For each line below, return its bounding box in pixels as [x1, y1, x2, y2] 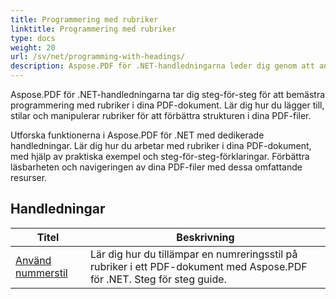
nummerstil [15, 266, 68, 280]
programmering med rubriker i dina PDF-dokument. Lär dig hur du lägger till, [10, 99, 325, 111]
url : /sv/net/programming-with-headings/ [10, 52, 186, 62]
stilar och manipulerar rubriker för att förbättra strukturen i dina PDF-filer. [10, 110, 312, 121]
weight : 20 [10, 42, 56, 53]
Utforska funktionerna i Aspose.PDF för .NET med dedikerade [10, 129, 265, 141]
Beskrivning [176, 230, 235, 244]
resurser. [10, 172, 48, 183]
